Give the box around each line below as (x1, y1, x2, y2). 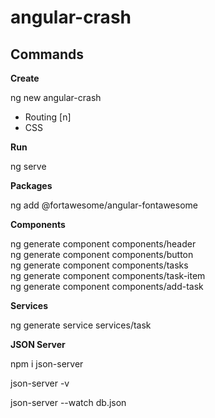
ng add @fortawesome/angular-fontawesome (10, 199, 198, 211)
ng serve (10, 161, 47, 172)
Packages (10, 180, 53, 191)
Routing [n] (24, 111, 72, 123)
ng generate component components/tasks (10, 259, 189, 271)
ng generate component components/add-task (10, 281, 204, 292)
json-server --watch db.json (10, 397, 127, 408)
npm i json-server (10, 358, 84, 370)
